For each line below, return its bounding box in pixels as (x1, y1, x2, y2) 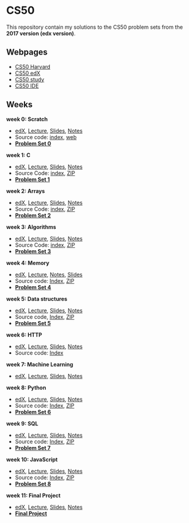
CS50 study (14, 75, 44, 83)
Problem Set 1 (14, 176, 50, 183)
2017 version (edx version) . (6, 29, 76, 37)
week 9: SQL (6, 420, 38, 427)
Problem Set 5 (14, 319, 51, 327)
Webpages (6, 47, 48, 58)
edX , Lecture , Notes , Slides (14, 271, 83, 278)
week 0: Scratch (6, 115, 48, 123)
